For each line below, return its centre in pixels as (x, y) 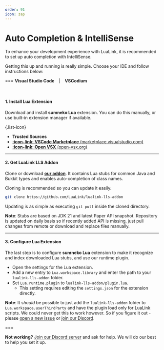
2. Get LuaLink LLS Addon (32, 163)
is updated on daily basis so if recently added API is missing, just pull (74, 221)
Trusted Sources (30, 136)
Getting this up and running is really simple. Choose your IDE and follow (77, 66)
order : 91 (15, 10)
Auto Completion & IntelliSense (70, 38)
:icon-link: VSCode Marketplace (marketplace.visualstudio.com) (78, 141)
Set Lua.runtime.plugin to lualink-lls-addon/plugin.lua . (70, 283)
